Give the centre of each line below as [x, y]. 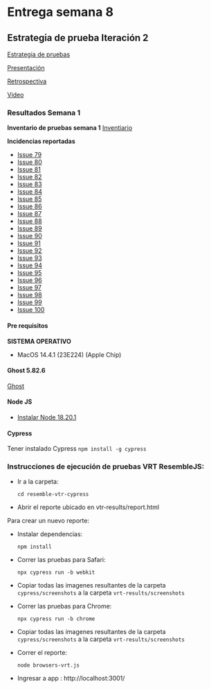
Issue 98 [30, 295]
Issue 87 [29, 214]
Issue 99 [30, 302]
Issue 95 [29, 273]
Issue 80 [30, 162]
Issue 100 [31, 310]
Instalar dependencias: [50, 534]
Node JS [20, 402]
